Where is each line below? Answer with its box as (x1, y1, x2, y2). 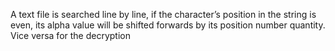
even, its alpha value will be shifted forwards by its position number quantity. (10, 19, 326, 31)
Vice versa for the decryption (10, 30, 131, 41)
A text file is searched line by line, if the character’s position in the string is (10, 9, 317, 20)
